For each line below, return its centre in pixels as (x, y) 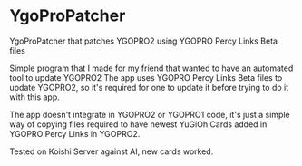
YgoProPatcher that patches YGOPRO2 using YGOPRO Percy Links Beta (144, 41)
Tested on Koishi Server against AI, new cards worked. (112, 151)
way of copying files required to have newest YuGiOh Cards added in (138, 124)
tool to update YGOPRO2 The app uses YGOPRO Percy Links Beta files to (146, 77)
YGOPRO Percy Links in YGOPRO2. (75, 133)
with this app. (35, 97)
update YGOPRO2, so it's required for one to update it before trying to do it (149, 87)
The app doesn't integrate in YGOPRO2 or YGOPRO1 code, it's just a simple (150, 114)
